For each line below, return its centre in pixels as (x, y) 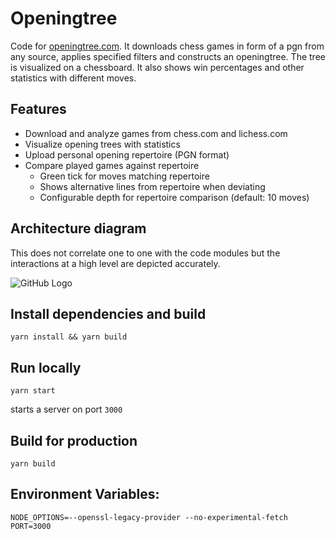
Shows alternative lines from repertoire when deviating (152, 186)
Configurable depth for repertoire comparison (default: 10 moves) (174, 197)
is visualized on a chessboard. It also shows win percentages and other (157, 67)
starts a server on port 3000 (66, 409)
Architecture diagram (78, 228)
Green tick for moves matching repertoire (124, 176)
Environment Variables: (85, 494)
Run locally (46, 367)
